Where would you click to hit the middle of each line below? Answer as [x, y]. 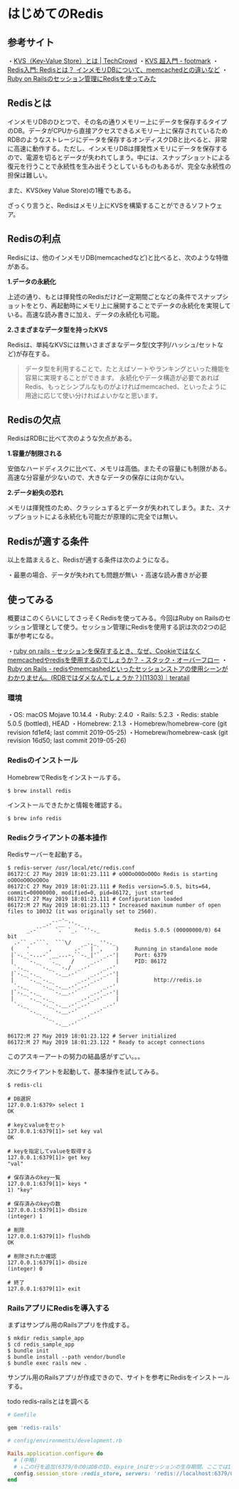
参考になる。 [38, 636]
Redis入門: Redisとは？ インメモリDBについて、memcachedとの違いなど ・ [118, 70]
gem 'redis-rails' [34, 1428]
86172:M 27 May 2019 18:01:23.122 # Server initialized [92, 1036]
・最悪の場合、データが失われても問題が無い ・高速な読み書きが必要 [108, 575]
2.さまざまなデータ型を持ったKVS [58, 329]
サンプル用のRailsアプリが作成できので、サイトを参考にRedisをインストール [119, 1377]
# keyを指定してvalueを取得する [50, 1151]
